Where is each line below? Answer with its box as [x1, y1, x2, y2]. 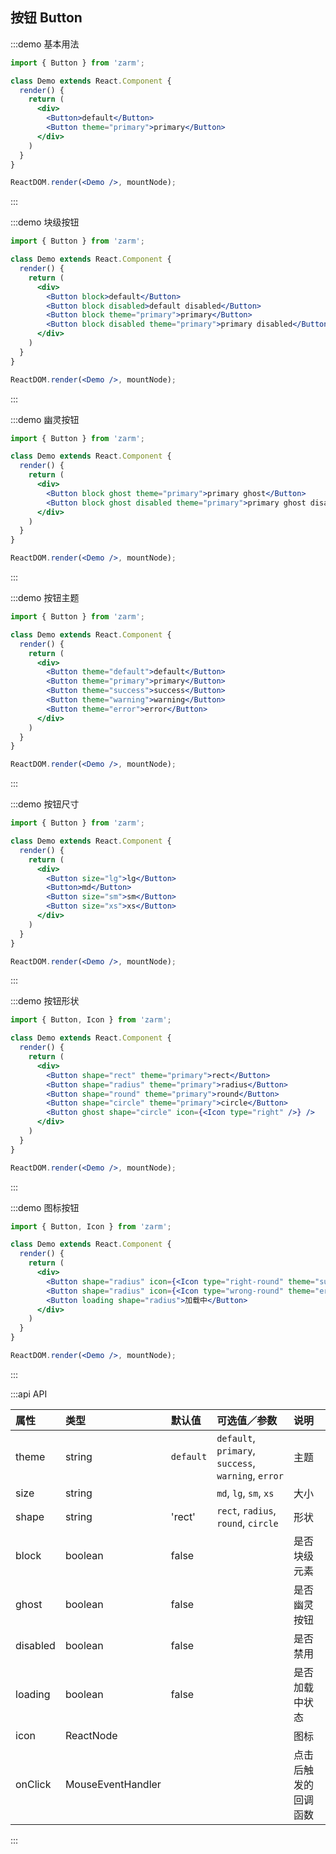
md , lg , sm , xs [216, 1486, 275, 1500]
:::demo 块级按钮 [10, 216, 80, 228]
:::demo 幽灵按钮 [10, 413, 80, 425]
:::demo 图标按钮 [10, 1201, 80, 1213]
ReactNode [64, 1728, 118, 1742]
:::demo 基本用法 [10, 38, 80, 50]
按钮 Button [10, 9, 83, 27]
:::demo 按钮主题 [10, 592, 80, 604]
